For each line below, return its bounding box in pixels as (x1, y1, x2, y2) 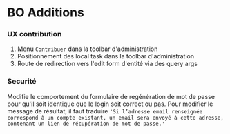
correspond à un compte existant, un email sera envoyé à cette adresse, (7, 114, 224, 121)
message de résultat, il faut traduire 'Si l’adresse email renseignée (7, 107, 203, 115)
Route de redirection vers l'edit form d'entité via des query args (17, 60, 198, 68)
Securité (7, 77, 37, 87)
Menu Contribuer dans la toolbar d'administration (17, 45, 158, 53)
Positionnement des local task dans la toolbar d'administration (17, 52, 195, 60)
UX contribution (7, 30, 62, 39)
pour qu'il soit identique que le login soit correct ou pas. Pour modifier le (7, 100, 213, 108)
